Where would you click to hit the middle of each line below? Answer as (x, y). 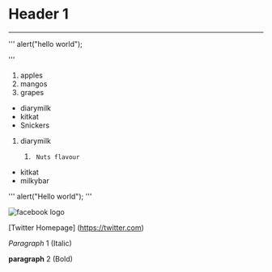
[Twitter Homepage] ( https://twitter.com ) (76, 228)
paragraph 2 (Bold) (40, 258)
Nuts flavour (58, 157)
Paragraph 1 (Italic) (40, 243)
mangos (34, 84)
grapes (32, 92)
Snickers (35, 125)
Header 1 (38, 14)
